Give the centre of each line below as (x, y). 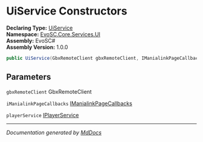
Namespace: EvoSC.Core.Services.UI (53, 34)
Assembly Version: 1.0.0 (37, 47)
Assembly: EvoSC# (31, 40)
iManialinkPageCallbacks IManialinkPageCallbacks (69, 103)
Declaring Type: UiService (40, 28)
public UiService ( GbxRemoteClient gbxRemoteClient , (72, 58)
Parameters (29, 77)
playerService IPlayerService (43, 115)
